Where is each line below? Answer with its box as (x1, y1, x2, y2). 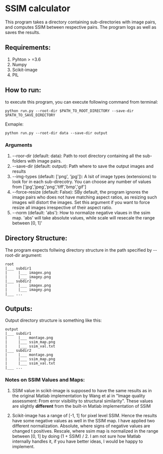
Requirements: (5, 43, 51, 52)
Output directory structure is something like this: (5, 317, 102, 324)
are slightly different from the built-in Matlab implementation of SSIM (12, 403, 151, 409)
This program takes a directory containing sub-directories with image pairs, (5, 19, 157, 25)
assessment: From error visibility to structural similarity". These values (12, 398, 153, 404)
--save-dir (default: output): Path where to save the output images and (12, 163, 154, 169)
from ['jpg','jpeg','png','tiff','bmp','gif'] (12, 183, 87, 190)
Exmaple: (5, 121, 24, 127)
